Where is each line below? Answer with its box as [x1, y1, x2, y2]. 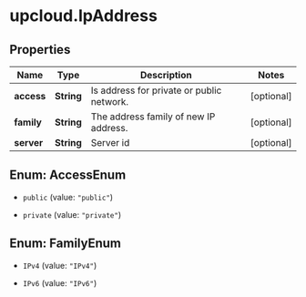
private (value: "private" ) [22, 209, 121, 220]
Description [139, 69, 193, 81]
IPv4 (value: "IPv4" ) [22, 260, 97, 271]
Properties [9, 42, 71, 57]
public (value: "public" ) [22, 191, 114, 202]
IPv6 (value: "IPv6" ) [22, 277, 97, 288]
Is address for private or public [90, 84, 222, 97]
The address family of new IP [90, 110, 216, 123]
